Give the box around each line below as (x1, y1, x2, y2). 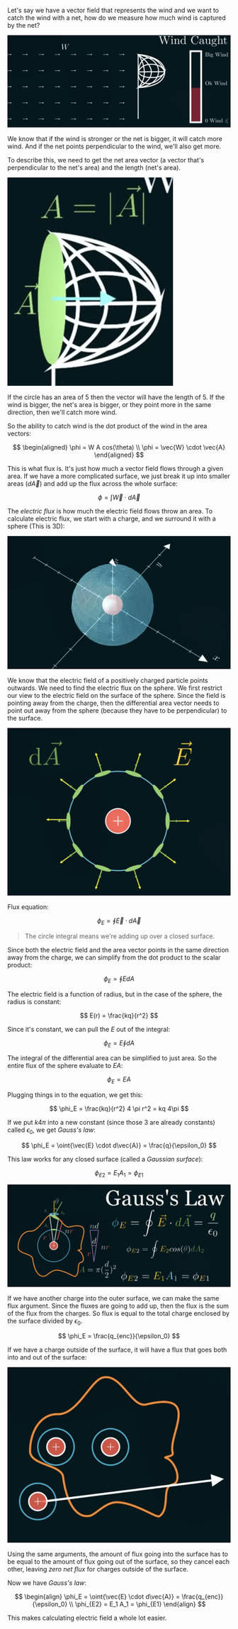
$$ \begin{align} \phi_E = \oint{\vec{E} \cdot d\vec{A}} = (14, 1592, 181, 1601)
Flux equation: (7, 902, 50, 911)
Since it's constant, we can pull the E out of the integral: (7, 1025, 171, 1033)
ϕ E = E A (107, 1075, 131, 1086)
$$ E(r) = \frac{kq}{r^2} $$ (79, 1011, 159, 1020)
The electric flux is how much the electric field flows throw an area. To (7, 507, 213, 516)
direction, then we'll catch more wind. (7, 408, 118, 417)
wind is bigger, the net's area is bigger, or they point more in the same (7, 401, 212, 409)
